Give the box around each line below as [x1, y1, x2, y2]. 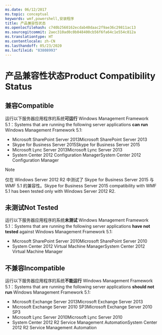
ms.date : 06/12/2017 [5, 7, 47, 12]
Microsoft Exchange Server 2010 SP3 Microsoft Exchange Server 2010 [12, 304, 152, 310]
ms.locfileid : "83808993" [5, 48, 57, 53]
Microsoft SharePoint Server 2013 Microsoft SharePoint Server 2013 [12, 136, 147, 142]
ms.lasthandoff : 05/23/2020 [5, 43, 62, 48]
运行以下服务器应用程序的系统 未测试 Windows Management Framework [5, 217, 149, 223]
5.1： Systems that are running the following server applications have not [5, 223, 150, 229]
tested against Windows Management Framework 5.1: [5, 229, 113, 235]
